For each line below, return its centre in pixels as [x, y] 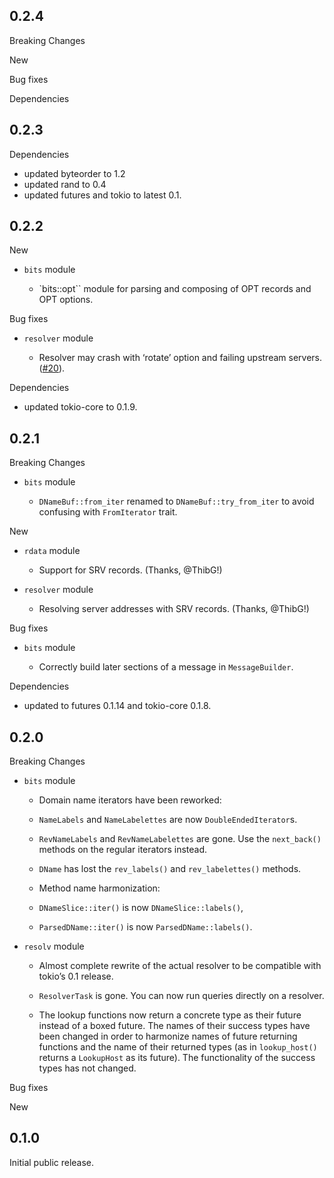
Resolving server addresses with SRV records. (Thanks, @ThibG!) [174, 609]
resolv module [54, 946]
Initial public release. [52, 1162]
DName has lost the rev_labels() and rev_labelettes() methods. [170, 869]
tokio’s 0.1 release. [76, 976]
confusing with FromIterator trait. [108, 512]
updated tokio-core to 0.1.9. [80, 407]
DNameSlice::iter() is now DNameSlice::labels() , [141, 908]
